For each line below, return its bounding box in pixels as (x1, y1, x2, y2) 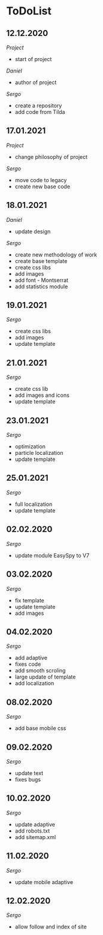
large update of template (14, 673, 76, 681)
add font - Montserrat (14, 276, 69, 283)
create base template (14, 257, 68, 264)
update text (14, 769, 44, 777)
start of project (14, 56, 52, 62)
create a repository (14, 102, 62, 109)
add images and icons (14, 391, 70, 399)
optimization (14, 443, 46, 450)
